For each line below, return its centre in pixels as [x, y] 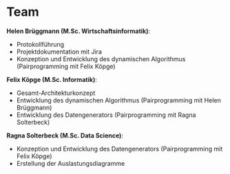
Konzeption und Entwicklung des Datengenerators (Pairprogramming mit [119, 149]
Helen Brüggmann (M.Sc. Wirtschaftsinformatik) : [79, 31]
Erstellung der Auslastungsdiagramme [71, 163]
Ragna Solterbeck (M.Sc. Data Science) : [65, 135]
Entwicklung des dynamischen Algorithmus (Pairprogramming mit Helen [118, 100]
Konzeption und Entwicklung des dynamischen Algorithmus [101, 58]
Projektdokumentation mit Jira [59, 52]
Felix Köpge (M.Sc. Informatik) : [52, 79]
